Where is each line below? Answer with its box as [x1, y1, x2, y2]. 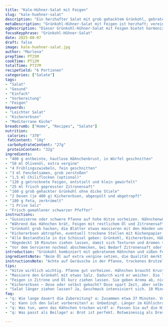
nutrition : [5, 128, 28, 133]
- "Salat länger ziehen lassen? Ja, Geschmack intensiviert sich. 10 [5, 286, 153, 292]
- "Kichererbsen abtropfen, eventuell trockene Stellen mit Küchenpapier [5, 231, 162, 236]
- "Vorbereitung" [5, 96, 41, 101]
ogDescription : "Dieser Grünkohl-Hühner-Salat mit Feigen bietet [5, 26, 144, 31]
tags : [5, 77, 16, 82]
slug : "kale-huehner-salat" [5, 12, 64, 17]
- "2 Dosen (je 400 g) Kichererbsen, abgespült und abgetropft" [5, 193, 142, 198]
